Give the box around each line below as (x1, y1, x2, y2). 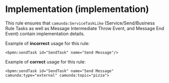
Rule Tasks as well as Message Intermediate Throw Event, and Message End (5, 25, 164, 31)
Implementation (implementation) (5, 3, 149, 15)
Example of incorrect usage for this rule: (5, 40, 90, 46)
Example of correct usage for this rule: (5, 58, 86, 64)
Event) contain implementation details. (5, 30, 85, 36)
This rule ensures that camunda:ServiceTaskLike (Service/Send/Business (5, 20, 155, 26)
